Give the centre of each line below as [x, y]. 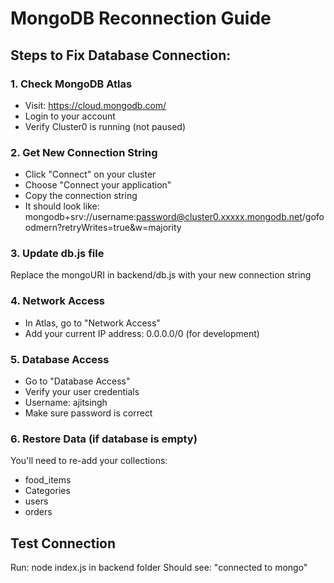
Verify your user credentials [82, 392]
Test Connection [63, 543]
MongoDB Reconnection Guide [141, 18]
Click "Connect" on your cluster [90, 174]
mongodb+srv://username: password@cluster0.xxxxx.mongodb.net [163, 217]
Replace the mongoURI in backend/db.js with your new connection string [161, 275]
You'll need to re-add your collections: [89, 461]
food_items [48, 480]
